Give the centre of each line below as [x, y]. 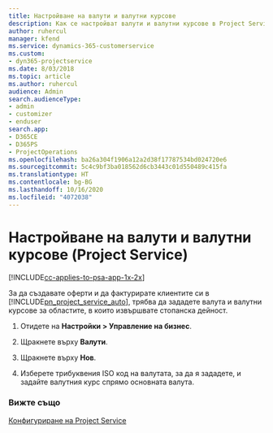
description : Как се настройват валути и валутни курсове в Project [127, 24]
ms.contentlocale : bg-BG [50, 182]
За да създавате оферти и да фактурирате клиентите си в [109, 292]
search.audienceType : [45, 99]
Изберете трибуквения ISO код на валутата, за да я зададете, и [130, 373]
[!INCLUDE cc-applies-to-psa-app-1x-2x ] [77, 277]
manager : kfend [34, 39]
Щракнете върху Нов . [58, 357]
